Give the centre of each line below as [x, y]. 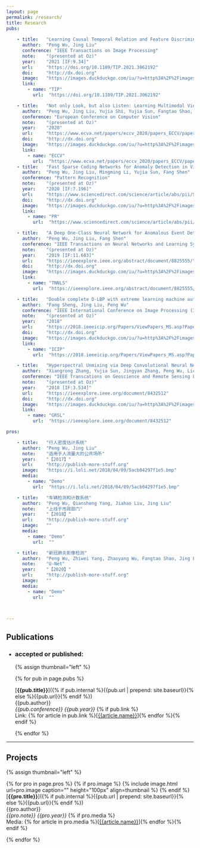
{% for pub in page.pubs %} [49, 679]
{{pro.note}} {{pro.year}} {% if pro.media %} [61, 815]
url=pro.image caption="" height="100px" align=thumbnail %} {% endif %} [98, 790]
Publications [30, 637]
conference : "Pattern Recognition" [66, 178]
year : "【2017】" [46, 459]
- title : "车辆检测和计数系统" [54, 498]
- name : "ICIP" [46, 349]
